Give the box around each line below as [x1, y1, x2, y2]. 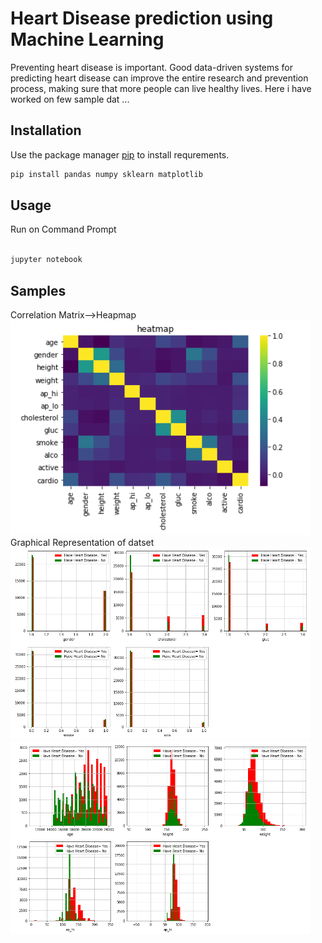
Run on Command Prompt [10, 223, 117, 236]
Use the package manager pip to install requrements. [10, 148, 230, 161]
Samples [10, 282, 67, 299]
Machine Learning [10, 28, 165, 51]
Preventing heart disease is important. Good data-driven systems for [10, 61, 294, 73]
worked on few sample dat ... [10, 93, 130, 105]
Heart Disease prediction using [10, 7, 274, 30]
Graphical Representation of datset [10, 536, 155, 548]
